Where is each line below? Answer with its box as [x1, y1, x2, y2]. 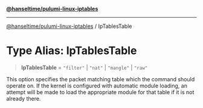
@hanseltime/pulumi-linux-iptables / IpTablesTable [6, 22, 132, 30]
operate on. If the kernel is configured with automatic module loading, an [6, 82, 187, 89]
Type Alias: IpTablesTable [6, 44, 137, 58]
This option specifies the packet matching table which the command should [6, 75, 195, 83]
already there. [6, 95, 41, 102]
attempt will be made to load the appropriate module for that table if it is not [6, 88, 195, 96]
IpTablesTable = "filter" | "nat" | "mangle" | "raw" [21, 64, 148, 71]
